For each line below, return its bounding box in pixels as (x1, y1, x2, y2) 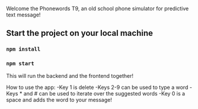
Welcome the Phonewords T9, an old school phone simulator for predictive (6, 5, 189, 12)
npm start (6, 60, 34, 67)
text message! (6, 11, 41, 18)
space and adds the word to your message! (6, 96, 113, 103)
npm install (6, 46, 41, 52)
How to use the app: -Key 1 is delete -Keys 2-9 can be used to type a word (6, 84, 189, 91)
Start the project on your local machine (6, 28, 153, 38)
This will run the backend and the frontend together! (6, 72, 133, 79)
